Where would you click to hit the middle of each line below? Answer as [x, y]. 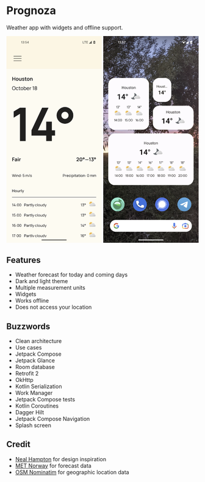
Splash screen [33, 425]
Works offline [32, 301]
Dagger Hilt [30, 412]
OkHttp [24, 379]
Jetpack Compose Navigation [52, 419]
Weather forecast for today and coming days [71, 275]
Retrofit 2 [27, 373]
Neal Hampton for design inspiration [61, 459]
